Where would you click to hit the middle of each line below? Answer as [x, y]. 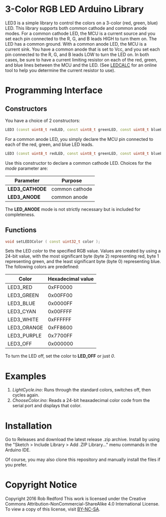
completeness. [20, 214]
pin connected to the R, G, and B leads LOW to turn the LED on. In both [77, 54]
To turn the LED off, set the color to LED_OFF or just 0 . [60, 356]
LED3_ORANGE [25, 327]
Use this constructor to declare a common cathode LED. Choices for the [78, 163]
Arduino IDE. [18, 450]
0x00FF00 [60, 295]
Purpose [72, 181]
